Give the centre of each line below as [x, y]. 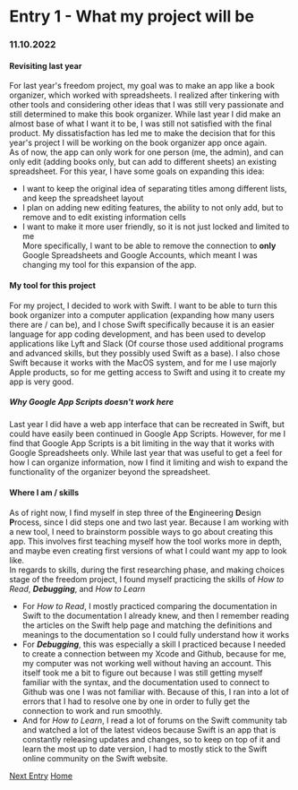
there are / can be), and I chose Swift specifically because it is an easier [142, 324]
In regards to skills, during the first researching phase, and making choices [147, 570]
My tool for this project [53, 285]
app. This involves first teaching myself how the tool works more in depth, [145, 541]
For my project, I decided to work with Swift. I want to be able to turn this [143, 305]
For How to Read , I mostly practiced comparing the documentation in [149, 605]
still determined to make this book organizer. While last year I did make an [145, 115]
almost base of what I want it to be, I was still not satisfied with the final [140, 124]
